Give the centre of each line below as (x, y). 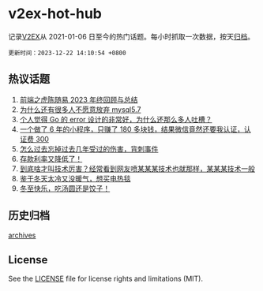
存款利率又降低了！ (51, 159)
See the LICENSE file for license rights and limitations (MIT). (106, 279)
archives (22, 235)
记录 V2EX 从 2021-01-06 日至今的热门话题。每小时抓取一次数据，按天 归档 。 (131, 36)
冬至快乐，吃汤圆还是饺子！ (65, 188)
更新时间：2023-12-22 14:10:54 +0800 (67, 53)
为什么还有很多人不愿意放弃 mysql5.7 (80, 109)
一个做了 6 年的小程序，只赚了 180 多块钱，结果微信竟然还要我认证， (132, 129)
